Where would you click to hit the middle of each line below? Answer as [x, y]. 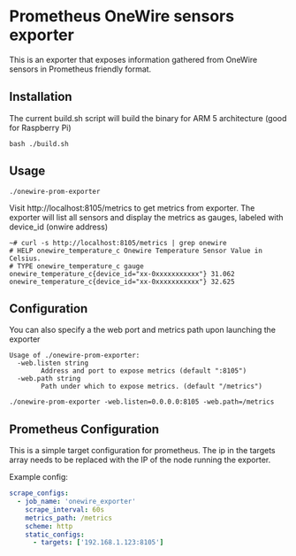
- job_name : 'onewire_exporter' [77, 502]
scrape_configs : [39, 493]
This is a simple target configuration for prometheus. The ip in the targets [142, 451]
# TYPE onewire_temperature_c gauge [76, 266]
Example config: [39, 477]
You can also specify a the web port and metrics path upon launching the [143, 330]
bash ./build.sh [39, 143]
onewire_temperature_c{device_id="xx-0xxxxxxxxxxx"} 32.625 [122, 282]
